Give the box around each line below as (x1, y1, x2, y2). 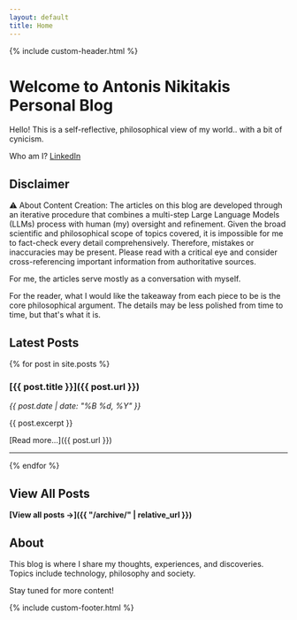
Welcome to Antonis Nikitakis (9, 76, 231, 96)
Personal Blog (9, 95, 113, 115)
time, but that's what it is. (9, 310, 102, 320)
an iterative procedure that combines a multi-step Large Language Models (9, 210, 280, 220)
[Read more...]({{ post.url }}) (9, 435, 112, 446)
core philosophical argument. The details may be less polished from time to (9, 300, 284, 310)
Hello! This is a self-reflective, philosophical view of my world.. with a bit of (9, 125, 283, 135)
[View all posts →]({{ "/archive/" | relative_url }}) (9, 509, 193, 520)
